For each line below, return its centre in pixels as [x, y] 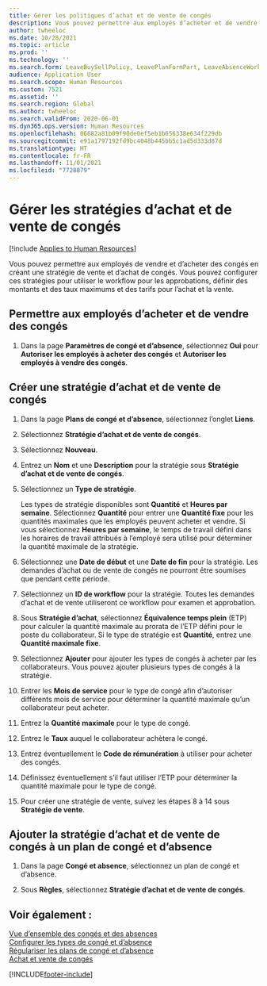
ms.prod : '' [29, 52]
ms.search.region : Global [51, 104]
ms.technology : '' [39, 60]
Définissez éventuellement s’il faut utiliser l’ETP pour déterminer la [129, 777]
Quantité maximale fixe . [61, 643]
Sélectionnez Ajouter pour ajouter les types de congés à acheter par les [138, 658]
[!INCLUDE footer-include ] [51, 974]
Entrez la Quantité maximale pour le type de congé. [105, 723]
